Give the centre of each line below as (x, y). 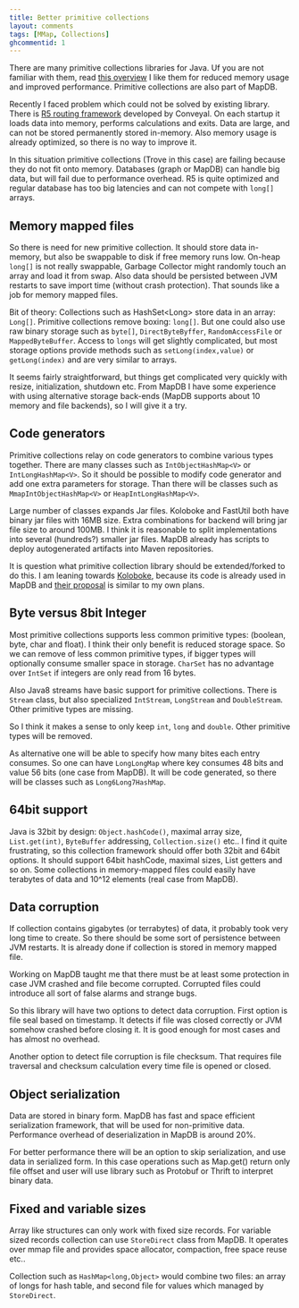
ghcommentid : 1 (37, 42)
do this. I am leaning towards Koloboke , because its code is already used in (147, 575)
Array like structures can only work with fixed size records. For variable (140, 1230)
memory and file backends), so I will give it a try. (98, 406)
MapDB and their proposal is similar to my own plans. (107, 585)
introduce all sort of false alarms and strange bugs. (103, 993)
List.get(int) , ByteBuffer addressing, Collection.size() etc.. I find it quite (148, 841)
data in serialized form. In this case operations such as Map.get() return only (150, 1162)
